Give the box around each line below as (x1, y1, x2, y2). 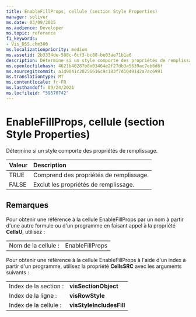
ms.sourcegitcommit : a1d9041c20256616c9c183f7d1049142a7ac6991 (6, 68, 163, 74)
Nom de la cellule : (9, 241, 60, 249)
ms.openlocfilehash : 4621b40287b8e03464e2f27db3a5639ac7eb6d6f (6, 63, 163, 69)
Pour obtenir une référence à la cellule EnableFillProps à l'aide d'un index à (6, 256, 186, 263)
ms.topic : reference (6, 30, 57, 36)
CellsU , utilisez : (6, 228, 45, 235)
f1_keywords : (6, 36, 38, 42)
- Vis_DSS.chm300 (6, 42, 48, 47)
